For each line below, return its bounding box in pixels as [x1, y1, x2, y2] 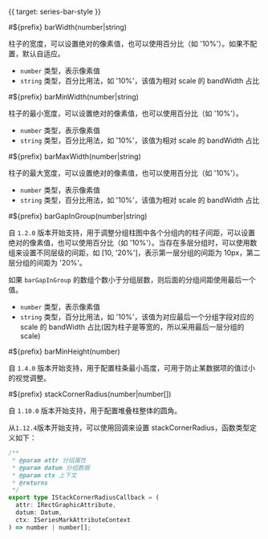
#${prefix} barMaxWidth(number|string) [8, 152, 142, 161]
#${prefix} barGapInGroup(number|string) [8, 212, 148, 221]
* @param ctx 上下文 [11, 471, 77, 480]
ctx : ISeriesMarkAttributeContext [15, 516, 131, 524]
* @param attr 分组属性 [11, 456, 87, 464]
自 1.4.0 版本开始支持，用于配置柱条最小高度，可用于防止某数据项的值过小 [8, 363, 255, 372]
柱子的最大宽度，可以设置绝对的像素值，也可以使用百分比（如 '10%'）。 [8, 168, 243, 177]
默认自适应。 [22, 49, 65, 59]
